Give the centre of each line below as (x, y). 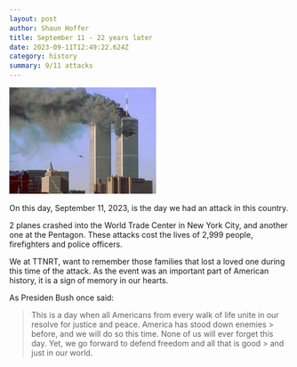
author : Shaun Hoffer (49, 28)
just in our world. (62, 353)
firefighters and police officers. (66, 244)
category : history (43, 57)
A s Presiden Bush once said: (61, 298)
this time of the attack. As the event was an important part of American (139, 271)
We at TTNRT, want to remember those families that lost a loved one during (147, 261)
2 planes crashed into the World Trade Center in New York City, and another (148, 225)
